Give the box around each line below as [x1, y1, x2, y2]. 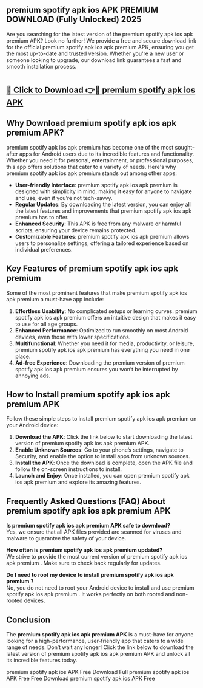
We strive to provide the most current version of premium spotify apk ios [6, 553, 188, 560]
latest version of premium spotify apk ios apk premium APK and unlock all [6, 650, 191, 658]
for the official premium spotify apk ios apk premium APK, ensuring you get [6, 43, 195, 50]
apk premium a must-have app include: [6, 295, 104, 303]
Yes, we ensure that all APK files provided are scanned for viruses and [6, 528, 182, 535]
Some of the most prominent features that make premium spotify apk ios [6, 289, 188, 297]
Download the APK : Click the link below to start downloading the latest [15, 433, 193, 441]
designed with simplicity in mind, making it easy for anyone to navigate [15, 188, 192, 195]
